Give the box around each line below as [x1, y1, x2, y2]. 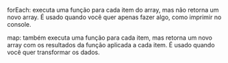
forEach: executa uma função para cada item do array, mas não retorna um [7, 6, 219, 14]
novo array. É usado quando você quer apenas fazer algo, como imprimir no [7, 13, 222, 21]
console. [7, 21, 32, 28]
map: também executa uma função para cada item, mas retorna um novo [7, 34, 212, 42]
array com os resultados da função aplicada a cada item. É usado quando [7, 41, 215, 49]
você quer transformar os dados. [7, 48, 101, 56]
